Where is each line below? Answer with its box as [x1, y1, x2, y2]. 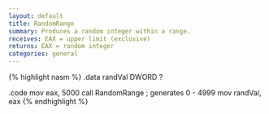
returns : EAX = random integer [8, 42, 115, 50]
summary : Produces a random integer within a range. [8, 27, 191, 35]
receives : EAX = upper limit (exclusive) [8, 34, 151, 43]
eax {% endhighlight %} [8, 97, 89, 106]
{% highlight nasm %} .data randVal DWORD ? [8, 72, 163, 81]
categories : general [8, 50, 79, 58]
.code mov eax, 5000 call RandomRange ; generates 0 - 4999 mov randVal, [8, 88, 262, 98]
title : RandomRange [8, 20, 75, 28]
